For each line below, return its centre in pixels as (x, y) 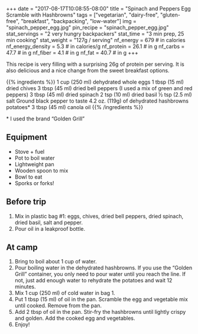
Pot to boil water (35, 158)
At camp (22, 248)
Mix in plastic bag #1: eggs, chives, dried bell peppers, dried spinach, (99, 216)
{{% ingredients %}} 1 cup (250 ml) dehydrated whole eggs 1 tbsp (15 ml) (95, 82)
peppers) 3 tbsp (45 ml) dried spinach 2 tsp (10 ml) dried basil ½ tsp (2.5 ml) (99, 95)
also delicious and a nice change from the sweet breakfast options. (88, 70)
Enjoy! (22, 325)
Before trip (26, 202)
